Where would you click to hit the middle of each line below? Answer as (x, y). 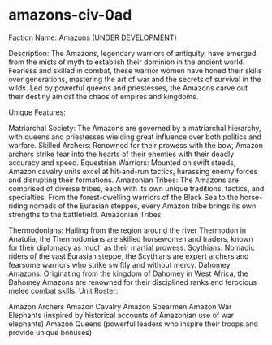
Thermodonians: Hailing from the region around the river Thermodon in (127, 230)
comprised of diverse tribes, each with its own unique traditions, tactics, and (136, 188)
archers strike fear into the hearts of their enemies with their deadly (121, 154)
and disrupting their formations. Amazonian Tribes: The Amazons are (124, 180)
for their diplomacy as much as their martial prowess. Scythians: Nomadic (132, 247)
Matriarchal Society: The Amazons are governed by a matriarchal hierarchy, (135, 128)
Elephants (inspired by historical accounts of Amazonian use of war (121, 315)
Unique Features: (37, 112)
